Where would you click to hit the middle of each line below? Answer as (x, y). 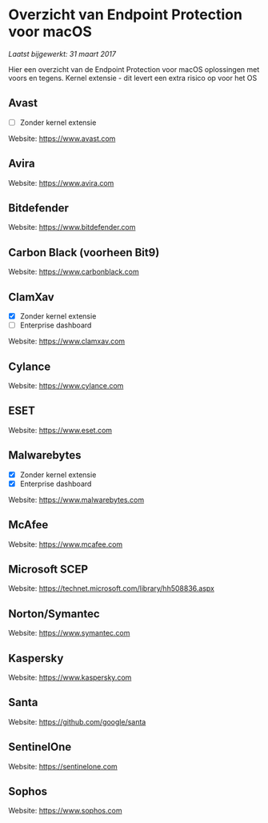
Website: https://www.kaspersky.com (70, 677)
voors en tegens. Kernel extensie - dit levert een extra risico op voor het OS (133, 78)
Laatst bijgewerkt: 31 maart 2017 (62, 54)
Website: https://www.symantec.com (69, 633)
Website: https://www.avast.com (62, 139)
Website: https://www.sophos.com (65, 811)
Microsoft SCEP (48, 569)
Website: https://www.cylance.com (66, 385)
